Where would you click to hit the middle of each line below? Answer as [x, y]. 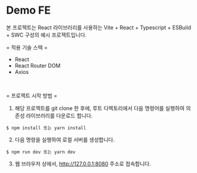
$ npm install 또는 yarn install [46, 128]
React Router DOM [38, 65]
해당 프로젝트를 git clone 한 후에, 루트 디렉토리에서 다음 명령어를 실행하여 [100, 108]
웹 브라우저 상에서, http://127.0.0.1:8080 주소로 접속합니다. [83, 164]
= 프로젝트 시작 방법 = [32, 95]
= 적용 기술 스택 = [27, 47]
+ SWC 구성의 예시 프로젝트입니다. [47, 35]
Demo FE [28, 10]
